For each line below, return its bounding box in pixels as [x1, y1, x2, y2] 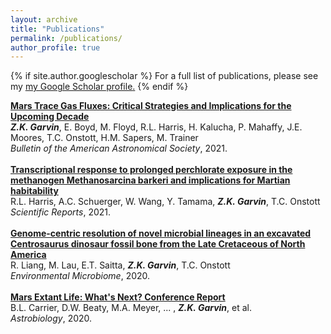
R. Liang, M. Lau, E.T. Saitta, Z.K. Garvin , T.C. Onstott [10, 259, 231, 271]
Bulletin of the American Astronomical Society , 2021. [10, 142, 228, 155]
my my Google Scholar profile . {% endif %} [10, 81, 189, 93]
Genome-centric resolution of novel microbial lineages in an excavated [10, 227, 312, 240]
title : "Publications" [10, 24, 105, 34]
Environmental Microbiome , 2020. [10, 270, 151, 282]
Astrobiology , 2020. [10, 312, 93, 325]
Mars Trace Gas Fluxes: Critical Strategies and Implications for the [10, 100, 292, 112]
